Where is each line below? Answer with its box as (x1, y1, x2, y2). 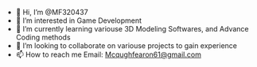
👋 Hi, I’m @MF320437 (15, 8, 89, 17)
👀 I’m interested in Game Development (15, 16, 142, 25)
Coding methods (15, 32, 71, 42)
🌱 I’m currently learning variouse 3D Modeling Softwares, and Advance (15, 24, 249, 33)
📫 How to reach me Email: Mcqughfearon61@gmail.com (15, 50, 201, 59)
